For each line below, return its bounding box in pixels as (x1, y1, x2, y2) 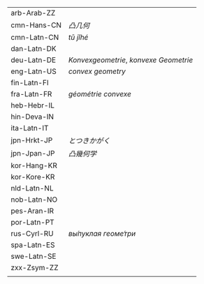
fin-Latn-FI (10, 78, 49, 87)
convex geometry (68, 66, 126, 76)
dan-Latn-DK (10, 44, 57, 53)
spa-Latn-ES (10, 240, 55, 250)
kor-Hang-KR (10, 160, 57, 170)
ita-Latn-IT (10, 124, 49, 133)
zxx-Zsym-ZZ (10, 263, 59, 272)
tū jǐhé (68, 33, 89, 42)
